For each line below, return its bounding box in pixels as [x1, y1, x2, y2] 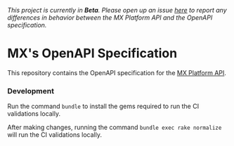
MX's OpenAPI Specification [7, 46, 178, 62]
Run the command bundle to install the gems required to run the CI [7, 102, 199, 111]
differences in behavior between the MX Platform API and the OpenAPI [7, 13, 213, 22]
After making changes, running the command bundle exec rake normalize [7, 123, 222, 132]
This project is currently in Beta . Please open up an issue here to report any [7, 6, 227, 14]
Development [7, 86, 55, 95]
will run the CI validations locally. [7, 131, 102, 139]
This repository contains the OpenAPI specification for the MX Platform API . [7, 68, 227, 77]
